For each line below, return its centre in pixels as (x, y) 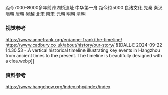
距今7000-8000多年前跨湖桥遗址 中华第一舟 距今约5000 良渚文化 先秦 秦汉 (84, 7)
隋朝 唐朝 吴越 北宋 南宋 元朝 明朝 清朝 (45, 14)
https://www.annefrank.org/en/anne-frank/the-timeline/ (64, 40)
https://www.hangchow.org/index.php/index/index (58, 87)
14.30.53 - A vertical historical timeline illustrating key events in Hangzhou (83, 50)
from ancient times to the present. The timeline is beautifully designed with (84, 56)
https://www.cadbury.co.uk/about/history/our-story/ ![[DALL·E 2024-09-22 (84, 45)
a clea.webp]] (20, 61)
